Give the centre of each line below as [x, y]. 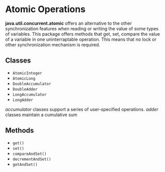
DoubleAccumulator [32, 84]
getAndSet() [25, 164]
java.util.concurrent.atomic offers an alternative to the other [69, 23]
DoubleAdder [25, 89]
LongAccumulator [29, 94]
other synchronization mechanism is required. [53, 44]
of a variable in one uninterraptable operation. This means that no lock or [81, 39]
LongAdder [23, 100]
